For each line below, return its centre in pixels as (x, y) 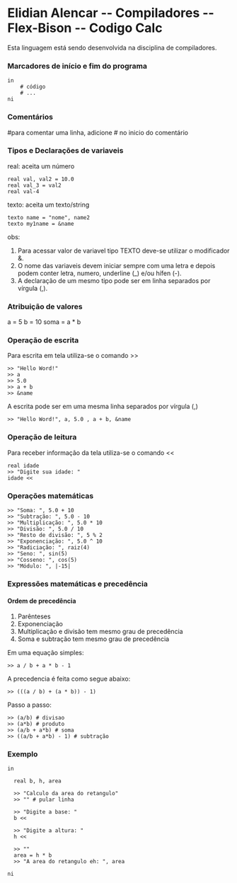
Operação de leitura (42, 437)
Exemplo (23, 754)
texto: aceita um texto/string (48, 204)
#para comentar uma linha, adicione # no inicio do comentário (98, 132)
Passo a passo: (29, 705)
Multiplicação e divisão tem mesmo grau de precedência (100, 632)
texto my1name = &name (41, 224)
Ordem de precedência (42, 601)
